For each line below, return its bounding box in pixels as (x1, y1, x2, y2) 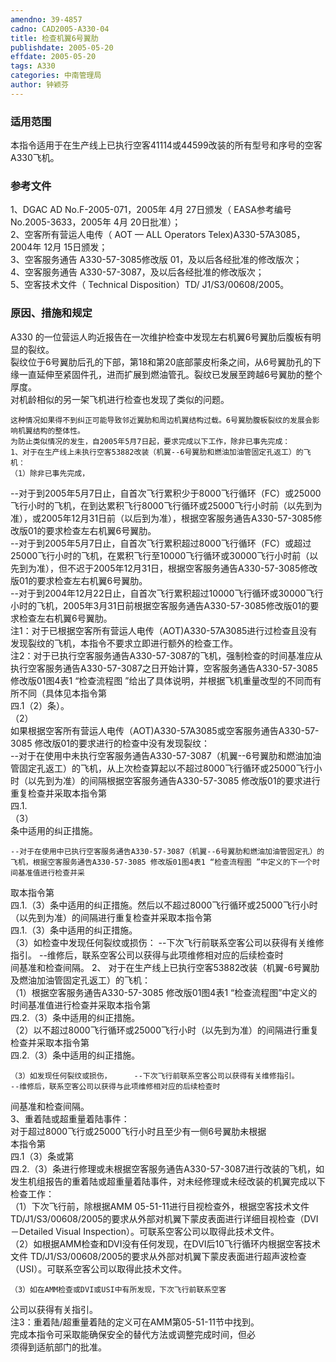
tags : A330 (10, 61, 56, 71)
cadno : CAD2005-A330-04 (10, 24, 110, 34)
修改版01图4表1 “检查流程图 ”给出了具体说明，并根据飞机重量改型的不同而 (10, 674, 313, 686)
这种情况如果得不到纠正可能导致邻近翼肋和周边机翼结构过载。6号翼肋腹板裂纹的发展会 (10, 415, 313, 425)
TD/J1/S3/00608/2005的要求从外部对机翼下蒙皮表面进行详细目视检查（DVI (10, 1212, 319, 1225)
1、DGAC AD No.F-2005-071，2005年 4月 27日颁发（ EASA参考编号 (10, 204, 292, 216)
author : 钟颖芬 (10, 80, 69, 90)
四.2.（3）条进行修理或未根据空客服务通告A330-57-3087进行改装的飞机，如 (10, 1162, 325, 1175)
